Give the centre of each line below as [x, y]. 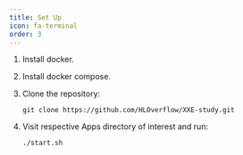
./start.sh [42, 143]
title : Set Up [36, 17]
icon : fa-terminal [43, 26]
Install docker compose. [67, 77]
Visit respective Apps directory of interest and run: [115, 126]
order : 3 [25, 34]
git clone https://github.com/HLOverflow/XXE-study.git [128, 110]
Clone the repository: [61, 94]
